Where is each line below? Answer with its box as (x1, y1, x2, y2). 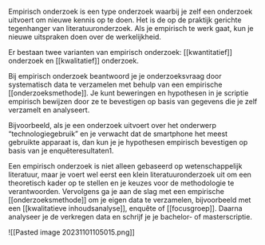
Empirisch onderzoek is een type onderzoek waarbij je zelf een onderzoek (8, 7, 253, 16)
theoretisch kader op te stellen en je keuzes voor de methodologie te (8, 178, 235, 188)
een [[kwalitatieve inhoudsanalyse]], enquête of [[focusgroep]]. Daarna (8, 204, 243, 213)
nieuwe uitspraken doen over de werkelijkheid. (8, 32, 162, 41)
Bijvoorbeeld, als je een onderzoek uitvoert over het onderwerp (8, 121, 217, 130)
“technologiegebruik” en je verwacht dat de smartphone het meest (8, 129, 228, 138)
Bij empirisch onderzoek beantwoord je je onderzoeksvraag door (8, 72, 222, 80)
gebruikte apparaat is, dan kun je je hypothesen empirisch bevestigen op (8, 138, 248, 146)
